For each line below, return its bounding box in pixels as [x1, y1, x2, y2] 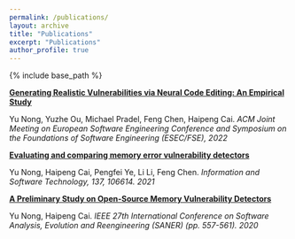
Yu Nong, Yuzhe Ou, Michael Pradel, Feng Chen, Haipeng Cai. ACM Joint [9, 114, 276, 125]
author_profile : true [9, 46, 89, 55]
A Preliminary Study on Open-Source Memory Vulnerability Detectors [9, 194, 272, 204]
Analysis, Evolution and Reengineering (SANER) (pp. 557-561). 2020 [9, 220, 259, 231]
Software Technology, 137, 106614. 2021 [9, 176, 155, 187]
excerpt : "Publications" [9, 37, 101, 47]
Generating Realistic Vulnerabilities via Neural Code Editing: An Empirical [9, 88, 285, 98]
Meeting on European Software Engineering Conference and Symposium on [9, 123, 287, 134]
